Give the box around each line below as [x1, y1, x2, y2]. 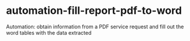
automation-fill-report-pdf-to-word [6, 4, 182, 17]
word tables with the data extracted [6, 29, 92, 36]
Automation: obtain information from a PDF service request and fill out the [6, 23, 184, 30]
